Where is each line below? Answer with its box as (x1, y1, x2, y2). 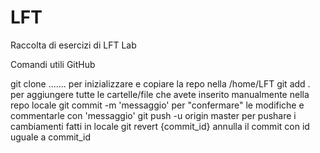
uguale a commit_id (10, 131, 92, 143)
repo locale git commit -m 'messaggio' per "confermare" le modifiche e (10, 99, 305, 111)
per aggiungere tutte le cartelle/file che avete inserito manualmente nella (10, 88, 310, 100)
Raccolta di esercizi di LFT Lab (10, 39, 137, 51)
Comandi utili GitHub (10, 58, 96, 70)
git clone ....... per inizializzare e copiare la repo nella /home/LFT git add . (10, 77, 311, 90)
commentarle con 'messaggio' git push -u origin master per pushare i (10, 109, 297, 121)
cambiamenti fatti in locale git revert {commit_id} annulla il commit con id (10, 120, 310, 132)
